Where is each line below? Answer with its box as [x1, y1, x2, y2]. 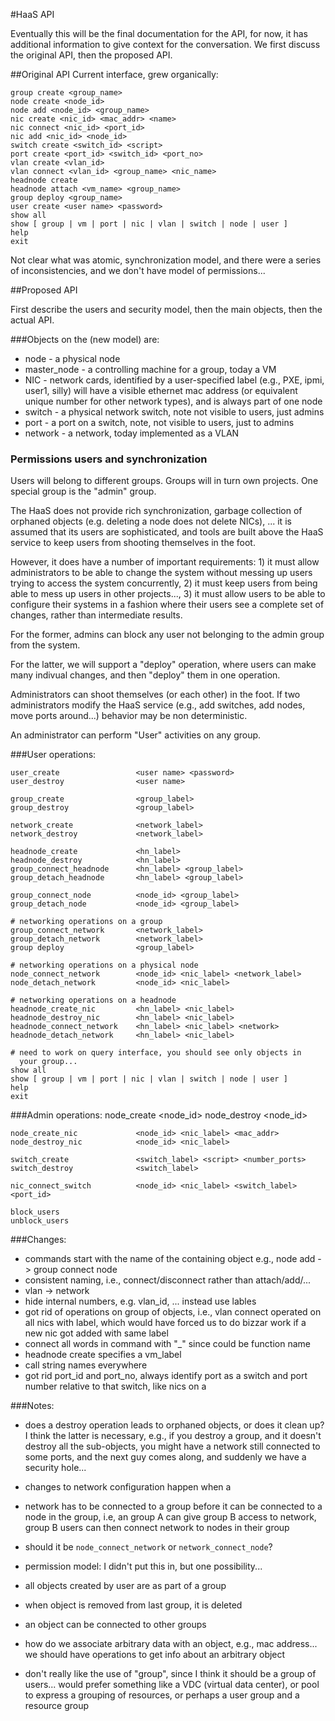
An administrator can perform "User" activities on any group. [10, 729, 262, 741]
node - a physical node [24, 353, 121, 364]
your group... [19, 1057, 78, 1067]
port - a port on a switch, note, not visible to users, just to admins [24, 417, 295, 428]
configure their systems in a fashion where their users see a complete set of [10, 599, 325, 611]
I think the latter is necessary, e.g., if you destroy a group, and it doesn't [24, 1430, 322, 1442]
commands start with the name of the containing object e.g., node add [24, 1253, 316, 1265]
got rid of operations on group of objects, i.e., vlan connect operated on [24, 1306, 322, 1318]
